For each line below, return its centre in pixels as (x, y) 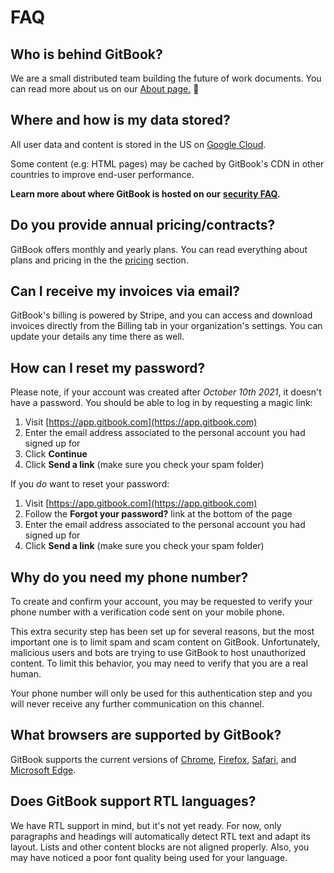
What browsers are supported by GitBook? (146, 735)
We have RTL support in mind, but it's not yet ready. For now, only (146, 825)
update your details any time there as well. (97, 337)
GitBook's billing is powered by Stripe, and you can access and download (161, 315)
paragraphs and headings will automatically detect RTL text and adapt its (160, 836)
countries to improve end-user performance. (102, 174)
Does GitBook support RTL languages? (133, 801)
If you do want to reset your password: (90, 484)
